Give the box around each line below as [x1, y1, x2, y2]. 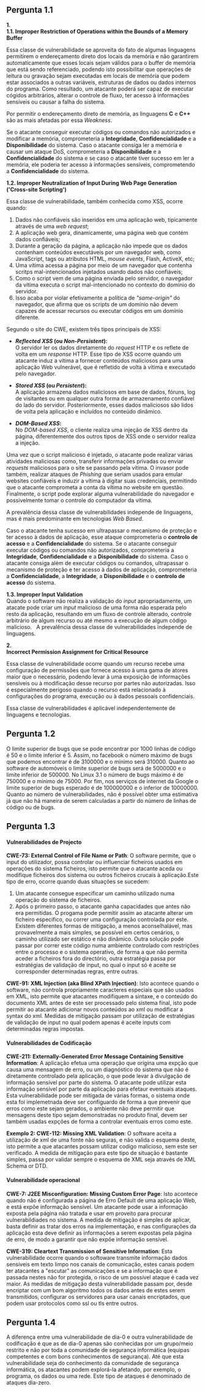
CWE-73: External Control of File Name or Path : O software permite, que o [6, 852, 196, 859]
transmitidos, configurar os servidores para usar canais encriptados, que [6, 1293, 191, 1300]
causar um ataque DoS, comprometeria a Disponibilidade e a [6, 148, 161, 155]
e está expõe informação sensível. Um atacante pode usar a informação [6, 1203, 188, 1210]
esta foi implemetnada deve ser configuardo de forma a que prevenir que [6, 1099, 191, 1106]
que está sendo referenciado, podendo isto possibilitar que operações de [6, 66, 192, 73]
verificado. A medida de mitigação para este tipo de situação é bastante [6, 1149, 188, 1157]
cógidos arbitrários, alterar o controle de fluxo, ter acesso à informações [6, 91, 190, 99]
